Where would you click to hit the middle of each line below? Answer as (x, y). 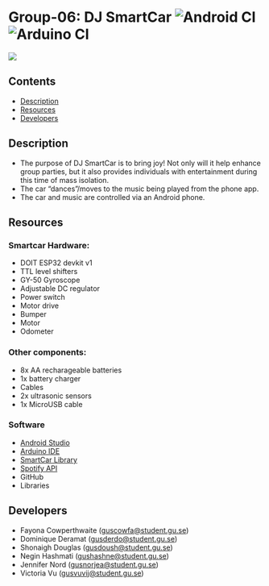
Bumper (33, 314)
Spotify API (39, 468)
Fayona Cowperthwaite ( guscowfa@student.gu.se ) (104, 530)
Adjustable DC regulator (60, 289)
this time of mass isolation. (64, 180)
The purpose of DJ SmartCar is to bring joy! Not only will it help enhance (141, 163)
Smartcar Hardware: (49, 245)
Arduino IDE (40, 451)
